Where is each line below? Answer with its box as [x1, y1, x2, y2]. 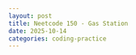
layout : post [8, 11, 53, 20]
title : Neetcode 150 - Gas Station [8, 19, 129, 27]
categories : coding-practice [8, 34, 107, 43]
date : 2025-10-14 [8, 27, 67, 35]
